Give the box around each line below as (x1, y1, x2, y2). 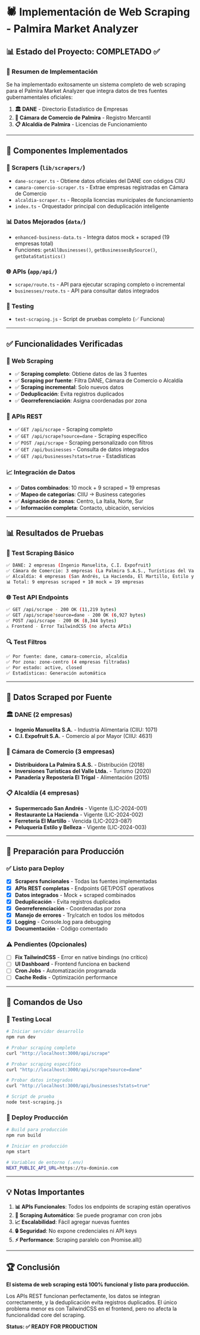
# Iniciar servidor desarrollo (6, 1029, 84, 1035)
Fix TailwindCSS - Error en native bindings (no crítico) (14, 954, 148, 961)
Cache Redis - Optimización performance (14, 974, 118, 981)
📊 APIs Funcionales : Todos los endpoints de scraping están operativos (14, 1203, 191, 1210)
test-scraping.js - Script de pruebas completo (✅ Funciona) (14, 316, 165, 323)
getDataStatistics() (14, 253, 66, 260)
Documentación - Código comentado (14, 925, 108, 932)
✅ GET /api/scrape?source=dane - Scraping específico (14, 432, 148, 440)
